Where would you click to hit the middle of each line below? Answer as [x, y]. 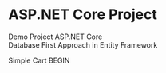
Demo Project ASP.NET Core [55, 36]
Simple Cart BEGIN [39, 60]
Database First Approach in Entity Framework [83, 44]
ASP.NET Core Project [83, 15]
